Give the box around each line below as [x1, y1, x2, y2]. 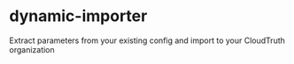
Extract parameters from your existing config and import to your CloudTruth [9, 35, 286, 46]
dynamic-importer [9, 6, 148, 26]
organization [9, 44, 55, 54]
